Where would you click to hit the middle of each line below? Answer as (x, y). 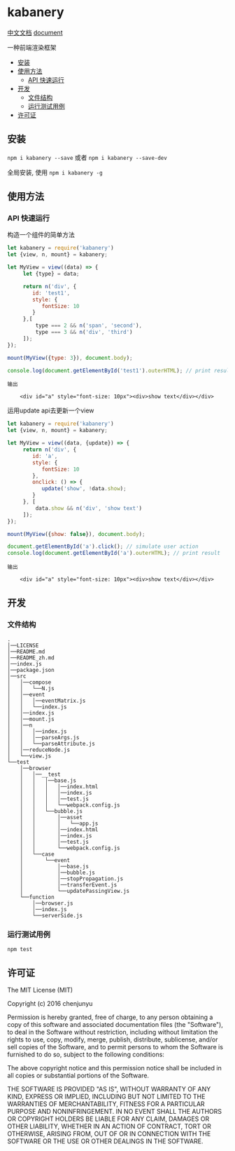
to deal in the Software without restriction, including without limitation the (113, 1032)
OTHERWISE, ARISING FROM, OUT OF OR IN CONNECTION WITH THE (109, 1133)
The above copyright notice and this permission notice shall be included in (114, 1068)
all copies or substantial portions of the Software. (78, 1075)
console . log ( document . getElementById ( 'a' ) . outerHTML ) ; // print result (114, 553)
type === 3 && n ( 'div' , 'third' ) (84, 332)
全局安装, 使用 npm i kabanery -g (55, 172)
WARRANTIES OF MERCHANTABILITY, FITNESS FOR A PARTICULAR (106, 1104)
